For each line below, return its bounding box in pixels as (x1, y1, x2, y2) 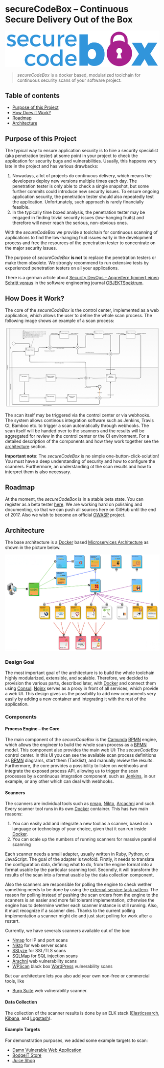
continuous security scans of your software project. (17, 77, 122, 83)
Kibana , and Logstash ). (5, 1015, 52, 1021)
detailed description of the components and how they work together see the (5, 438, 159, 444)
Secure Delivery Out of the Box (5, 14, 133, 25)
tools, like (5, 978, 24, 984)
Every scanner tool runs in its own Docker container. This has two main (5, 806, 148, 812)
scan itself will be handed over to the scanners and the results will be (5, 428, 145, 434)
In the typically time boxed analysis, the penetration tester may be (12, 209, 145, 215)
